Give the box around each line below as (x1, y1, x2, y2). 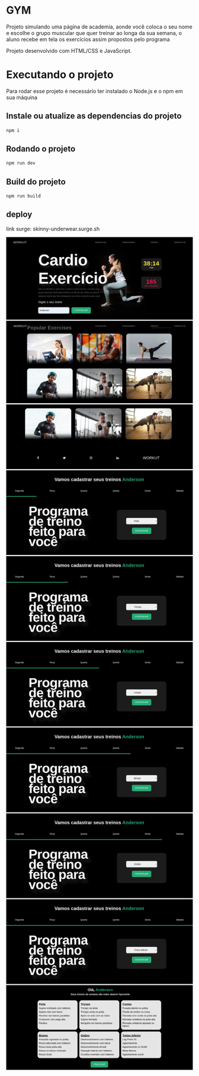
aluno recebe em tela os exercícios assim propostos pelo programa (6, 36, 170, 43)
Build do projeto (6, 176, 66, 187)
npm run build (6, 193, 41, 199)
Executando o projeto (6, 68, 114, 82)
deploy (6, 210, 33, 220)
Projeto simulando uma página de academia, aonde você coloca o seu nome (6, 23, 192, 30)
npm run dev (6, 160, 36, 166)
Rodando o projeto (6, 143, 76, 154)
